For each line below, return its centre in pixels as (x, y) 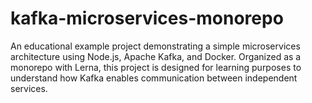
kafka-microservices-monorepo (147, 18)
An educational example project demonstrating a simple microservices (155, 46)
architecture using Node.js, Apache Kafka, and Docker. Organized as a (156, 56)
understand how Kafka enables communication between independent (154, 78)
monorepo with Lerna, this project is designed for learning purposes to (156, 67)
